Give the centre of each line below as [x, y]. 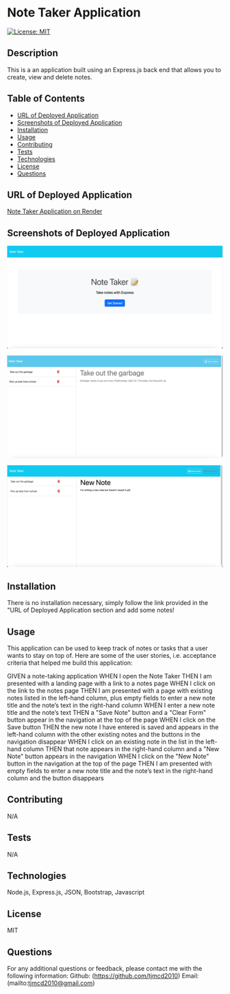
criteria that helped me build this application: [70, 663]
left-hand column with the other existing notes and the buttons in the [104, 734]
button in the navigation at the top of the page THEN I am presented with [110, 764]
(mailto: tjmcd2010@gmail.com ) [51, 983]
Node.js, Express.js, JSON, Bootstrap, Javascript [76, 892]
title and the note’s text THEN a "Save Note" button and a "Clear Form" [107, 712]
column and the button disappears [55, 778]
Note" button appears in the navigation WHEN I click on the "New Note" [108, 756]
